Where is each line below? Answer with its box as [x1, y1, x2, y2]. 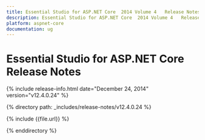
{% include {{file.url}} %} [6, 115, 70, 122]
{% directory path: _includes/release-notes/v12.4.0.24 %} [6, 103, 152, 111]
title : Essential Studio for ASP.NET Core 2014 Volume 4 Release [6, 9, 184, 15]
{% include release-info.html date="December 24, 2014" [6, 85, 149, 93]
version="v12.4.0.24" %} [6, 92, 69, 99]
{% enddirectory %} [6, 127, 57, 135]
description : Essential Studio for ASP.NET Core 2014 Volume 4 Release [6, 15, 201, 21]
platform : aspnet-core [6, 20, 64, 26]
